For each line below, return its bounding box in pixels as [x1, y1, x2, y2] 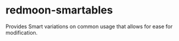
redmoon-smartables [5, 4, 113, 17]
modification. [5, 29, 38, 36]
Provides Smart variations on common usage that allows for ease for [5, 23, 173, 30]
